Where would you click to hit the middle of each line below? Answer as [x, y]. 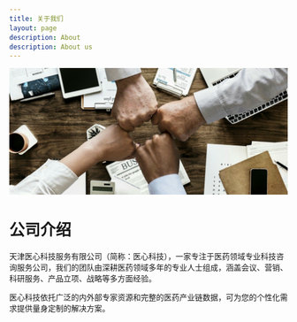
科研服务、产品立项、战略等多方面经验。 [83, 278]
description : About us [51, 47]
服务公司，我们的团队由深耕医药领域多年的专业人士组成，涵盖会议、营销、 [152, 267]
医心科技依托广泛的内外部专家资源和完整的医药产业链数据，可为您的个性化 [145, 297]
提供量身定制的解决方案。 [63, 308]
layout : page [33, 28]
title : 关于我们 [36, 19]
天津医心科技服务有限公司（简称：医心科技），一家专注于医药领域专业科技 [143, 256]
